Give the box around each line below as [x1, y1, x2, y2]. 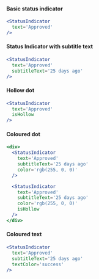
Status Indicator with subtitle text [6, 43, 94, 50]
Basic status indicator [6, 5, 63, 12]
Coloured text [6, 231, 42, 238]
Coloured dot [6, 130, 41, 137]
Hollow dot [6, 87, 35, 94]
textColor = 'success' [12, 261, 64, 267]
